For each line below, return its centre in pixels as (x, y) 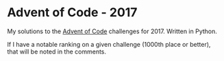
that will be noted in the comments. (57, 52)
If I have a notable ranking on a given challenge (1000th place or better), (109, 44)
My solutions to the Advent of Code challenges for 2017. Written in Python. (112, 31)
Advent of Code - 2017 (72, 13)
